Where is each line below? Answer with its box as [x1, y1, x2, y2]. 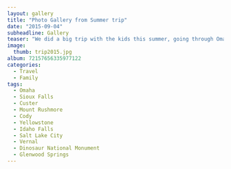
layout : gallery [7, 10, 54, 17]
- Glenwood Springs [13, 151, 69, 159]
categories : [7, 61, 41, 68]
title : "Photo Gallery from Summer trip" [7, 17, 128, 23]
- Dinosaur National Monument [13, 145, 100, 152]
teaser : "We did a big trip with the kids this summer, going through [7, 36, 214, 43]
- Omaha [13, 87, 36, 94]
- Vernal [13, 139, 38, 146]
